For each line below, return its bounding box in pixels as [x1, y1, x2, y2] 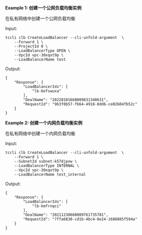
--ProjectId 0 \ [14, 44, 48, 49]
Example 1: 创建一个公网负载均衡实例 [5, 5, 81, 10]
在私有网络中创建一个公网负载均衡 [5, 15, 75, 21]
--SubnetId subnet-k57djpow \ [14, 159, 77, 164]
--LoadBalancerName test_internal [14, 172, 86, 177]
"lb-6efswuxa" [31, 88, 61, 93]
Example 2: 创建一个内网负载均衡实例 [5, 120, 82, 125]
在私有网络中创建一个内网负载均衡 [5, 130, 75, 136]
